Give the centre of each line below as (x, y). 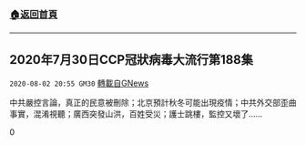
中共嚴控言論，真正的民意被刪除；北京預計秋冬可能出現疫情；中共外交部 (145, 103)
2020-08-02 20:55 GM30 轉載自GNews (79, 83)
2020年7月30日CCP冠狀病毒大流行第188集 (131, 60)
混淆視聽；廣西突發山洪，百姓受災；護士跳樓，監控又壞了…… (148, 114)
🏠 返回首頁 (34, 14)
